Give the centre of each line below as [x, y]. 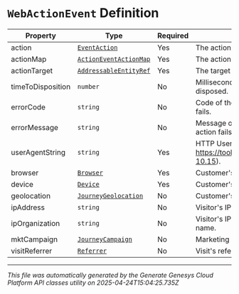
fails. [203, 111]
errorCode [28, 107]
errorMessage [35, 127]
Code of [209, 102]
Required [173, 36]
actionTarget [32, 70]
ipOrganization [36, 223]
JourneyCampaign [105, 239]
